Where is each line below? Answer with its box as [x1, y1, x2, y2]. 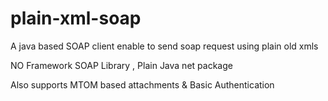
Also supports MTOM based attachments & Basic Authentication [10, 78, 275, 91]
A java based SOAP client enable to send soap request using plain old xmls [10, 40, 319, 52]
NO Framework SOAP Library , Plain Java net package [10, 59, 233, 71]
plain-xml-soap [10, 7, 142, 30]
